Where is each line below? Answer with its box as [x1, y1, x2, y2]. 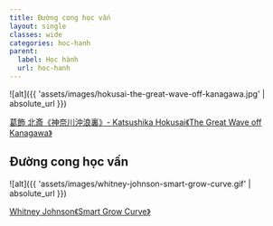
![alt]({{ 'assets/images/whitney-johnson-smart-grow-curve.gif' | [9, 178, 251, 189]
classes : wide [9, 30, 63, 39]
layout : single [9, 22, 67, 31]
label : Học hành [17, 55, 79, 64]
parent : [9, 47, 39, 56]
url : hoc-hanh [17, 64, 71, 73]
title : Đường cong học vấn [9, 13, 111, 23]
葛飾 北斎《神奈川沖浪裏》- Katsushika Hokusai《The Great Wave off [9, 117, 262, 127]
